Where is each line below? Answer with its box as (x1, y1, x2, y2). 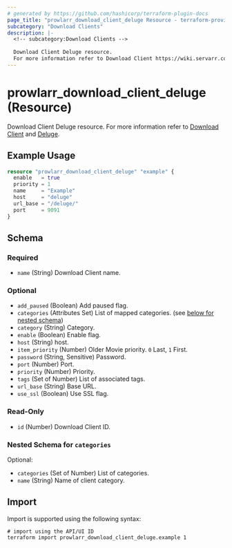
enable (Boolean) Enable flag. (17, 331, 101, 339)
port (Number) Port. (17, 360, 75, 368)
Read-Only (7, 407, 45, 417)
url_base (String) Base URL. (17, 382, 97, 390)
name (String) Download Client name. (17, 269, 121, 277)
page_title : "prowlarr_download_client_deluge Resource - (7, 17, 177, 23)
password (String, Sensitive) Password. (17, 353, 126, 361)
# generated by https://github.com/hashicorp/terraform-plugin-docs (7, 10, 209, 17)
